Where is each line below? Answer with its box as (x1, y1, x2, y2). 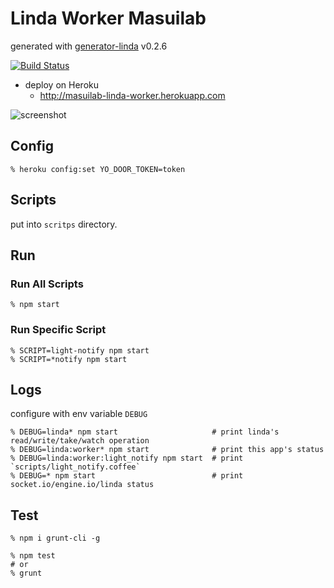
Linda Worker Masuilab (10, 7, 207, 30)
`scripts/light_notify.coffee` (10, 462, 141, 472)
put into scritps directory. (10, 218, 118, 230)
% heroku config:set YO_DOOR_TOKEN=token (10, 164, 186, 174)
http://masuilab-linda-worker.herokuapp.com (39, 89, 226, 101)
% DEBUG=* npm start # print (10, 471, 244, 481)
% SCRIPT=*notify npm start (10, 354, 128, 364)
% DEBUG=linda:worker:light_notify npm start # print (10, 453, 244, 464)
